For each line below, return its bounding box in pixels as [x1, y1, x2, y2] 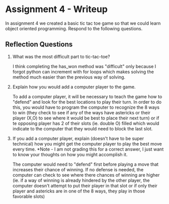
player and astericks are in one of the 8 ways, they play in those [12, 188, 145, 194]
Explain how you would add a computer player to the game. [12, 84, 136, 90]
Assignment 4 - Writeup [5, 4, 108, 15]
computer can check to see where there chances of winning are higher [12, 172, 160, 178]
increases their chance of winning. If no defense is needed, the [12, 166, 144, 172]
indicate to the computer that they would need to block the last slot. [12, 125, 153, 131]
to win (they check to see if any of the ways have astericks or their [12, 109, 151, 115]
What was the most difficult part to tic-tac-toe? [12, 53, 110, 59]
